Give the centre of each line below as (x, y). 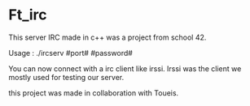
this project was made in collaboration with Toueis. (94, 93)
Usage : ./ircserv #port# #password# (70, 53)
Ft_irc (28, 15)
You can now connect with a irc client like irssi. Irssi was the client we (125, 68)
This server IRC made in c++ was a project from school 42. (107, 37)
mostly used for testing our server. (66, 77)
